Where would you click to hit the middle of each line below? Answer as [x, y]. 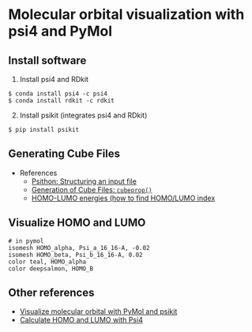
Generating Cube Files [64, 154]
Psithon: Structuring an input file [84, 181]
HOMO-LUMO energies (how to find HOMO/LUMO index [123, 198]
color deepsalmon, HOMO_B [51, 269]
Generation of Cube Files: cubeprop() [92, 189]
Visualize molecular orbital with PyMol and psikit [98, 311]
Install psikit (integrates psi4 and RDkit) [83, 115]
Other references [51, 293]
